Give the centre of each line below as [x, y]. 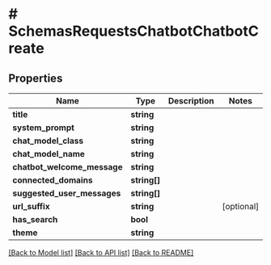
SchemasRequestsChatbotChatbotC [133, 31]
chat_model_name [49, 154]
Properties [36, 78]
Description [191, 101]
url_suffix [31, 206]
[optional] [241, 206]
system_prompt [44, 128]
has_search [35, 219]
